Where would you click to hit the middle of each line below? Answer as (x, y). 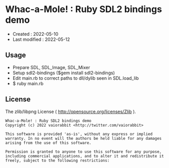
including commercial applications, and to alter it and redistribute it (85, 156)
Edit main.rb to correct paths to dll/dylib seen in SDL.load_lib (76, 78)
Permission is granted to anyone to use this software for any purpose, (83, 152)
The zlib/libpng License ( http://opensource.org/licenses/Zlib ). (71, 111)
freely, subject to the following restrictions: (57, 160)
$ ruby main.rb (28, 83)
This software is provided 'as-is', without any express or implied (79, 134)
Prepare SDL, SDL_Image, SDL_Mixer (51, 67)
